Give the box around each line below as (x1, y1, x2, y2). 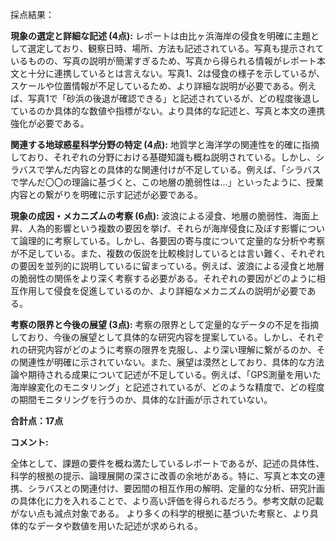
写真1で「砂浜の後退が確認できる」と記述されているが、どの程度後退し (27, 93, 320, 104)
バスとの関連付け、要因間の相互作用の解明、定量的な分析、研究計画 (44, 483, 326, 494)
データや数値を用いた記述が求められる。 (36, 520, 203, 532)
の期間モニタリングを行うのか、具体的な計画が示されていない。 (10, 394, 273, 405)
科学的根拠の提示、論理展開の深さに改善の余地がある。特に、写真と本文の (10, 470, 317, 482)
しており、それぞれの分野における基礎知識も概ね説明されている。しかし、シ (10, 151, 325, 163)
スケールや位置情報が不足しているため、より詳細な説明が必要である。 (10, 80, 300, 92)
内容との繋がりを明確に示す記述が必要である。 (10, 189, 203, 200)
